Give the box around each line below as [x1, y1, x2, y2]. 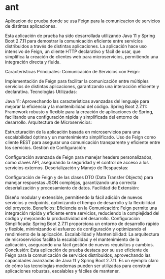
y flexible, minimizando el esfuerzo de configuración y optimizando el [5, 226, 146, 232]
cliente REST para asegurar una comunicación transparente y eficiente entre [5, 139, 161, 145]
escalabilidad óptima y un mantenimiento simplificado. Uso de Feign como [5, 134, 156, 140]
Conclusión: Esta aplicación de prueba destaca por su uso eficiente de [5, 247, 149, 253]
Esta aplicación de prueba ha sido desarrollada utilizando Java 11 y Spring [5, 33, 155, 39]
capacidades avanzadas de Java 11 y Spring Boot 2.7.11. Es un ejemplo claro [5, 257, 159, 263]
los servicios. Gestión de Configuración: [5, 144, 87, 150]
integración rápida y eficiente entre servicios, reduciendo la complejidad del [5, 210, 160, 216]
